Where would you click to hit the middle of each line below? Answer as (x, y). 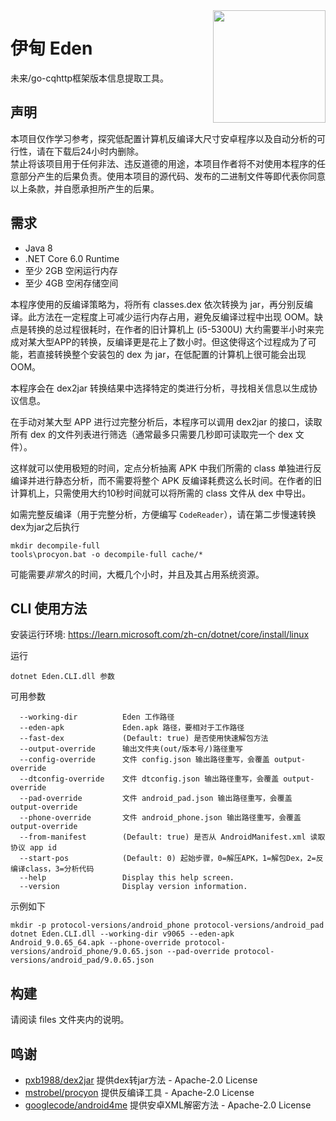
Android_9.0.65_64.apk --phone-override (96, 943)
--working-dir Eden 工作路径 (97, 717)
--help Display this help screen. (127, 878)
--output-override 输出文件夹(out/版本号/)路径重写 (131, 749)
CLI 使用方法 (49, 608)
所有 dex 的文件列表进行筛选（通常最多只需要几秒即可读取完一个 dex (151, 434)
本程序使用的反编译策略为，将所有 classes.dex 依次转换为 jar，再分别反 (157, 304)
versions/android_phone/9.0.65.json (86, 952)
